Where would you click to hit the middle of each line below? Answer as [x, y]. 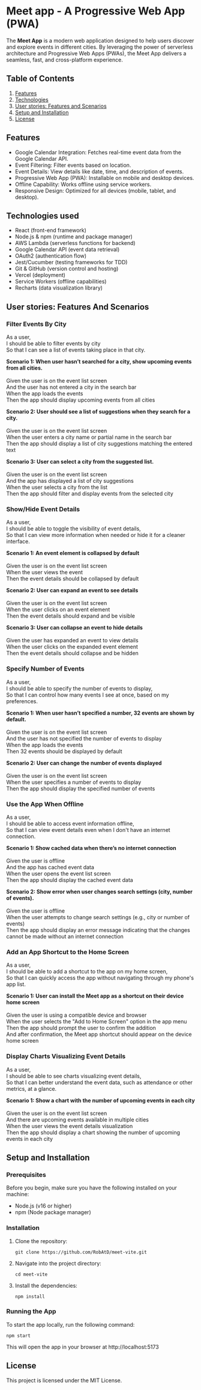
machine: [18, 1194]
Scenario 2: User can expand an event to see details [72, 591]
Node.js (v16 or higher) [43, 1206]
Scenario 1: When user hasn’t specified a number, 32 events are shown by [100, 713]
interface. [18, 541]
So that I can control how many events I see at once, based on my [88, 695]
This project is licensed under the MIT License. [64, 1380]
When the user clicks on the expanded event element [72, 647]
